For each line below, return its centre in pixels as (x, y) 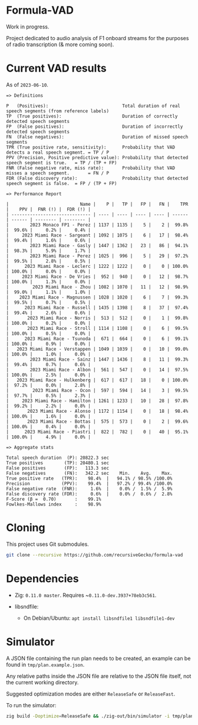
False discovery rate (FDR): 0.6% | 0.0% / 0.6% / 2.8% (89, 494)
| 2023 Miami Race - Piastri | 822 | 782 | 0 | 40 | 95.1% (97, 432)
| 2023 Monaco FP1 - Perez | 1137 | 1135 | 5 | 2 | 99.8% (97, 225)
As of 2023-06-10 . (27, 85)
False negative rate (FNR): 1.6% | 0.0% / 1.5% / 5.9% (89, 488)
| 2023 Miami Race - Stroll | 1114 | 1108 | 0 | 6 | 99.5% (97, 328)
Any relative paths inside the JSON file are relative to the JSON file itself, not (99, 676)
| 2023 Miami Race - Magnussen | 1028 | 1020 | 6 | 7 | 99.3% (97, 297)
